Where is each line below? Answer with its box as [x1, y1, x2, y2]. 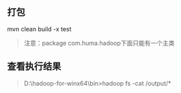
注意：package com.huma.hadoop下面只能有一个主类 [23, 39, 176, 47]
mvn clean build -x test [7, 24, 72, 33]
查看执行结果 [7, 60, 61, 73]
